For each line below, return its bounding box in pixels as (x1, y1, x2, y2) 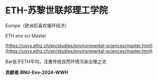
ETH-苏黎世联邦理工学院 (5, 5, 108, 16)
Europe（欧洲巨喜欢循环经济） (5, 22, 70, 29)
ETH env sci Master (5, 33, 47, 39)
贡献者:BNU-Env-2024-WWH (5, 69, 68, 75)
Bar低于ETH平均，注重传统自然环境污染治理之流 (5, 58, 107, 64)
